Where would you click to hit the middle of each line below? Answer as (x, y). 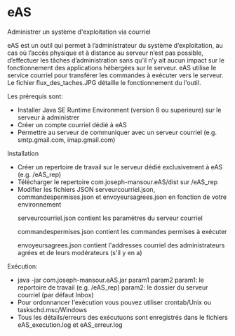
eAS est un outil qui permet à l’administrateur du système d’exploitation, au (115, 45)
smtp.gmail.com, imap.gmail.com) (66, 140)
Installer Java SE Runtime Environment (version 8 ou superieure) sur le (119, 110)
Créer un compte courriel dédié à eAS (72, 124)
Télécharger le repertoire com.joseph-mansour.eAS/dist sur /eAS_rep (117, 182)
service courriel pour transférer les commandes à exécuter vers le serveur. (115, 75)
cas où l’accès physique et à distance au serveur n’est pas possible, (105, 53)
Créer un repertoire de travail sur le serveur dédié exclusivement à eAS (120, 167)
